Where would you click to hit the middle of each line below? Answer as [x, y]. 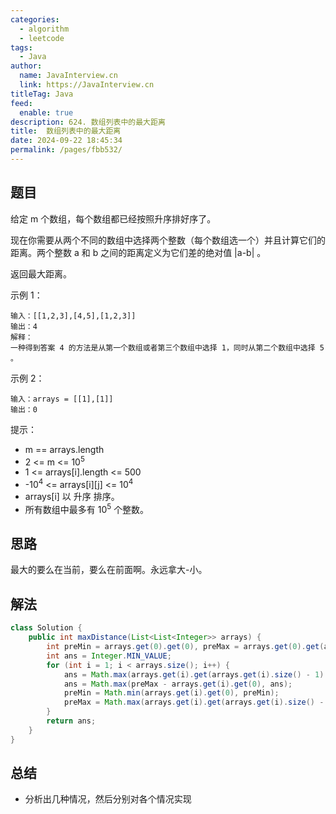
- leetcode [42, 38]
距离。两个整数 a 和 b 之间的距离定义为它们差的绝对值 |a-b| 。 [138, 252]
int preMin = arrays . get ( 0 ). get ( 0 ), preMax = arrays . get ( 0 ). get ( [185, 647]
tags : [21, 47]
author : [26, 66]
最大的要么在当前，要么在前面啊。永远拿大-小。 [109, 570]
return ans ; [71, 721]
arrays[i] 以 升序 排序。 [72, 496]
